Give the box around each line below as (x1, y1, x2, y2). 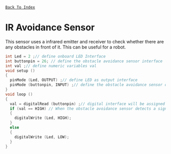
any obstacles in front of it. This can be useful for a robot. (5, 44, 126, 50)
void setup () (5, 68, 36, 73)
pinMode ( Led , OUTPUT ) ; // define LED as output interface (10, 78, 138, 83)
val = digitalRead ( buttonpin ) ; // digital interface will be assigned (10, 101, 165, 107)
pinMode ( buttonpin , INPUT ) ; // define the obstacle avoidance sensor (10, 82, 163, 88)
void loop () (5, 92, 33, 97)
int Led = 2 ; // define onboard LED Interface (5, 54, 106, 59)
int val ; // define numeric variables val (5, 63, 97, 68)
